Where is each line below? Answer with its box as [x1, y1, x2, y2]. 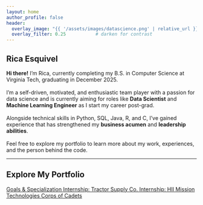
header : [6, 20, 26, 26]
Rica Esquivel [6, 54, 59, 64]
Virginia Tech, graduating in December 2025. [6, 76, 118, 83]
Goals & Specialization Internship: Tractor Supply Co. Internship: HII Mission [6, 185, 195, 193]
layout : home [6, 8, 39, 15]
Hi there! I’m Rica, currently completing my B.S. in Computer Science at [6, 69, 184, 77]
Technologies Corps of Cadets [6, 192, 83, 199]
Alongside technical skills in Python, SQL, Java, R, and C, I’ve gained [6, 114, 177, 121]
